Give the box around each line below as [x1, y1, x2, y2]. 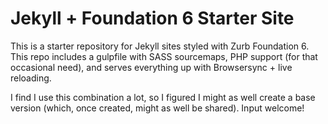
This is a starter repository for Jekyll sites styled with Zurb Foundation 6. [10, 40, 310, 52]
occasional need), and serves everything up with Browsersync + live [10, 61, 293, 73]
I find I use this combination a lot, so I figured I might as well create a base [10, 91, 316, 103]
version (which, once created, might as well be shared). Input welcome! [10, 102, 305, 114]
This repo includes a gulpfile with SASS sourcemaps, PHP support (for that [10, 50, 318, 62]
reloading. [10, 72, 52, 84]
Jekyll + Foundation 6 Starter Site [10, 7, 295, 30]
